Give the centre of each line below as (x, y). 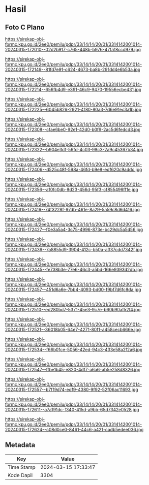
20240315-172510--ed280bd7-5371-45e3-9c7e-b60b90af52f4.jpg (73, 309)
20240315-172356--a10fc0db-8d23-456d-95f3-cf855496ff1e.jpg (72, 190)
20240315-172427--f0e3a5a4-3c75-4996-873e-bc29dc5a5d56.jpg (74, 229)
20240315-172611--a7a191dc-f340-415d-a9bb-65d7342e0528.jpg (72, 409)
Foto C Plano (25, 27)
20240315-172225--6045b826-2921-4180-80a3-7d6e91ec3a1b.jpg (73, 110)
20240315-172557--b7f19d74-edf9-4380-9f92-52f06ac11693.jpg (72, 389)
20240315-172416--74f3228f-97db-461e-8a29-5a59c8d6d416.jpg (73, 210)
